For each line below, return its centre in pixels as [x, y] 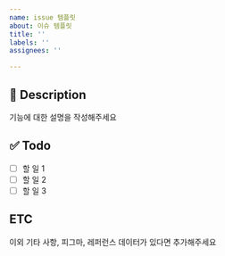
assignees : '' [36, 51]
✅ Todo [30, 146]
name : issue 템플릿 [42, 17]
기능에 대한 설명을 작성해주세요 [63, 117]
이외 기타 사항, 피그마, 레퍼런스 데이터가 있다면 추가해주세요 [113, 242]
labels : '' [29, 42]
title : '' [28, 34]
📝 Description [48, 95]
